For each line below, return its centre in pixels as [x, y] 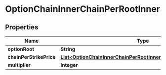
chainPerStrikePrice [32, 57]
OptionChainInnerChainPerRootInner [83, 9]
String [68, 49]
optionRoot [21, 49]
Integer [69, 65]
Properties [22, 27]
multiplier [19, 65]
